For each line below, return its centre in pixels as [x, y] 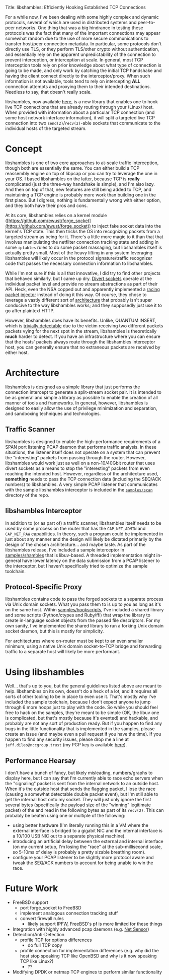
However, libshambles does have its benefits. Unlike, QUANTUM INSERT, [81, 320]
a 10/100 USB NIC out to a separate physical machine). [69, 836]
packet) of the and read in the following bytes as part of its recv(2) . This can [84, 810]
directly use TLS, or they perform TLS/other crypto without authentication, [82, 49]
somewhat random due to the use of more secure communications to [77, 38]
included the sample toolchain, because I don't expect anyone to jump [78, 702]
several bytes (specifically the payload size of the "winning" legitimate [78, 805]
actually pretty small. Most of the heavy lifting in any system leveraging [79, 253]
